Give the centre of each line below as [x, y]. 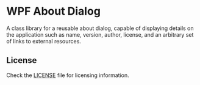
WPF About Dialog [53, 11]
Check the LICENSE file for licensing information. [68, 75]
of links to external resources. [44, 41]
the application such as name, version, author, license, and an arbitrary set [100, 34]
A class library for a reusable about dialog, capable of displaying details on [100, 28]
